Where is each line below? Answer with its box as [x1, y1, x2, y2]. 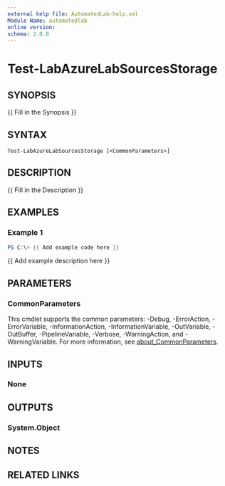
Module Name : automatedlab [7, 17, 88, 24]
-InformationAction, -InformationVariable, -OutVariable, [49, 322, 211, 331]
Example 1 [7, 228, 43, 238]
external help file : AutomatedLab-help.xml [7, 10, 139, 18]
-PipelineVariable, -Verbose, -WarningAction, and [38, 330, 184, 339]
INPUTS [7, 358, 43, 370]
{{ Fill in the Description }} [7, 186, 84, 194]
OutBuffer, [7, 330, 38, 339]
